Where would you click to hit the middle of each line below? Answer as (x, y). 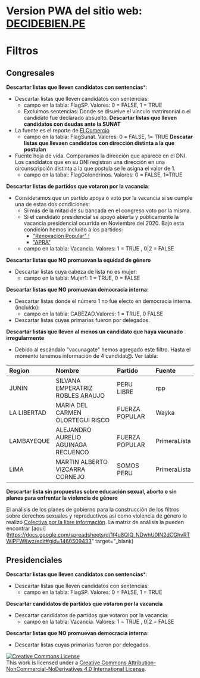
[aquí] (39, 528)
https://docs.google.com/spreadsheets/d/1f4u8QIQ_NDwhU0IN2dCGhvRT (99, 535)
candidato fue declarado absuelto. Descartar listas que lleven (100, 118)
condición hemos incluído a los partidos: (73, 230)
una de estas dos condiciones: (52, 205)
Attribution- (142, 662)
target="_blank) (114, 541)
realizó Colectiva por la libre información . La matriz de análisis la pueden (95, 522)
